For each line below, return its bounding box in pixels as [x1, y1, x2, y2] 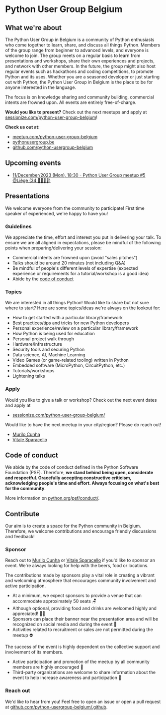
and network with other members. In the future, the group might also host [5, 63, 156, 69]
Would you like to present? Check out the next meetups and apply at [5, 109, 147, 115]
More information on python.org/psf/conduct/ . [5, 495, 100, 501]
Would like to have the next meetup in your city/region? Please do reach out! [5, 421, 162, 428]
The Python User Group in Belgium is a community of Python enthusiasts [5, 36, 155, 42]
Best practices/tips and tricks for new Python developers [12, 320, 129, 326]
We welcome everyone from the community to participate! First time [5, 205, 145, 211]
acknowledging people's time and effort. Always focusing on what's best [5, 480, 160, 486]
